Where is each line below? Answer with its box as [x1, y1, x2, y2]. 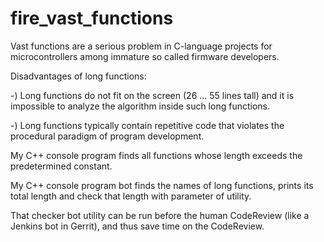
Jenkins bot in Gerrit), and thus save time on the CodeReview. [10, 220, 265, 232]
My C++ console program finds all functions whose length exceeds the [10, 149, 303, 161]
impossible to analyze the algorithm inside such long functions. [10, 100, 270, 112]
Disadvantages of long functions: [10, 70, 147, 82]
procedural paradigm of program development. [10, 130, 205, 142]
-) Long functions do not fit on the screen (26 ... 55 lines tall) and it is [10, 89, 295, 101]
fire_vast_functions [10, 7, 174, 30]
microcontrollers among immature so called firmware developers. [10, 50, 280, 62]
